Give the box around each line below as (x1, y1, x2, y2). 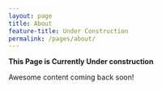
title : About (8, 19, 53, 28)
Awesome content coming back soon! (8, 72, 134, 82)
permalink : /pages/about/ (8, 34, 96, 43)
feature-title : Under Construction (8, 27, 129, 35)
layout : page (8, 11, 53, 20)
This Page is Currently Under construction (8, 57, 154, 66)
